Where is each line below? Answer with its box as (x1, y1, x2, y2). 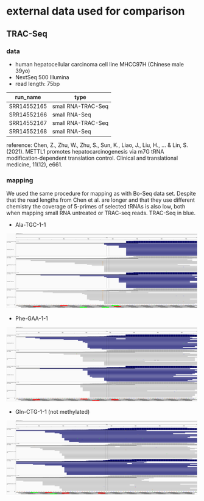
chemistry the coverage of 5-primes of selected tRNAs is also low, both (6, 203, 186, 210)
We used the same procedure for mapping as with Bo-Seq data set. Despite (6, 190, 196, 197)
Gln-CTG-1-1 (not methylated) (15, 408, 90, 415)
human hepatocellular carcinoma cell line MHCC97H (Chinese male (15, 60, 185, 68)
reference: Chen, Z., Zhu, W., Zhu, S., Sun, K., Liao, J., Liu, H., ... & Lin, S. (6, 141, 189, 149)
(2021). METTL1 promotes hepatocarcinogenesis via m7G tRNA (6, 147, 164, 155)
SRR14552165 (9, 102, 47, 110)
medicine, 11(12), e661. (6, 160, 63, 168)
